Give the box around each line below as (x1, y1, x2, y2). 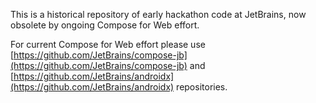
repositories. (176, 81, 228, 93)
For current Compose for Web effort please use (10, 39, 206, 50)
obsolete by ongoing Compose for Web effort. (10, 19, 200, 31)
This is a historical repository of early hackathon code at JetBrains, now (10, 9, 307, 20)
